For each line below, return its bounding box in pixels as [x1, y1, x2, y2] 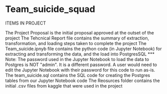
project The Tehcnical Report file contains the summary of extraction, [5, 35, 149, 41]
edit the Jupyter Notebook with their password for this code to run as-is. [5, 66, 155, 73]
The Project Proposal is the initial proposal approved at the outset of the [5, 29, 154, 35]
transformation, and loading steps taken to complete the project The [5, 40, 147, 46]
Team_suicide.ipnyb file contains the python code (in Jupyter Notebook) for [5, 45, 162, 51]
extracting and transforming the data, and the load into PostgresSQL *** [5, 51, 155, 57]
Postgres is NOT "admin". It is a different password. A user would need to [5, 61, 157, 67]
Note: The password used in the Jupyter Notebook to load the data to [5, 56, 149, 62]
